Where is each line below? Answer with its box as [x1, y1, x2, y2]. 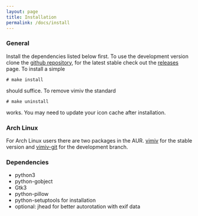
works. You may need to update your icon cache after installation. [6, 109, 166, 116]
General [6, 39, 30, 47]
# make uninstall [6, 98, 49, 104]
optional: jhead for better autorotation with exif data [14, 203, 141, 210]
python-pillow [14, 191, 49, 198]
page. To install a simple [6, 65, 65, 72]
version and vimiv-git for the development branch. [6, 143, 128, 150]
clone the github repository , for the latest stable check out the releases [6, 59, 179, 66]
